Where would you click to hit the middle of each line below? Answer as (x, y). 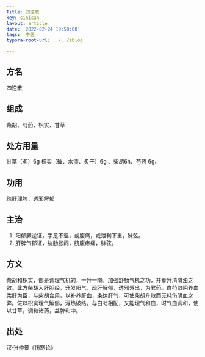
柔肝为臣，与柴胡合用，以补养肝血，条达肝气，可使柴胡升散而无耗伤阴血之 (100, 295)
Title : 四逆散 (23, 12)
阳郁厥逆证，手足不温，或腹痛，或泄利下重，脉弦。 (79, 236)
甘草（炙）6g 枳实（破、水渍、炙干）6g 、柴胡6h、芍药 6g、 (83, 162)
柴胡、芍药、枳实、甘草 (36, 124)
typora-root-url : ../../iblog (45, 40)
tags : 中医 (20, 35)
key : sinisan (23, 18)
